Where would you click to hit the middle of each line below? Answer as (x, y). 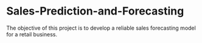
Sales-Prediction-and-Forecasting (95, 11)
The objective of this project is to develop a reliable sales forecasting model (101, 28)
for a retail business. (32, 34)
